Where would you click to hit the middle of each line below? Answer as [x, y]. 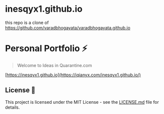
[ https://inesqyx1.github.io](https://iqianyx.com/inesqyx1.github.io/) [73, 75]
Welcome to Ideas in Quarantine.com [55, 65]
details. [13, 107]
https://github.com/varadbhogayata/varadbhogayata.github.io [68, 27]
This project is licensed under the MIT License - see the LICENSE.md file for [82, 102]
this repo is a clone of [27, 23]
